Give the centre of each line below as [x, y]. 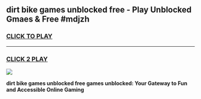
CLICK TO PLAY [29, 37]
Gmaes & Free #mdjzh [48, 19]
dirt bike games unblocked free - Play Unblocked [99, 10]
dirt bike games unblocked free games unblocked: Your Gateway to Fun [97, 83]
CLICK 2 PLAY [27, 59]
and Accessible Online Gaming [45, 89]
